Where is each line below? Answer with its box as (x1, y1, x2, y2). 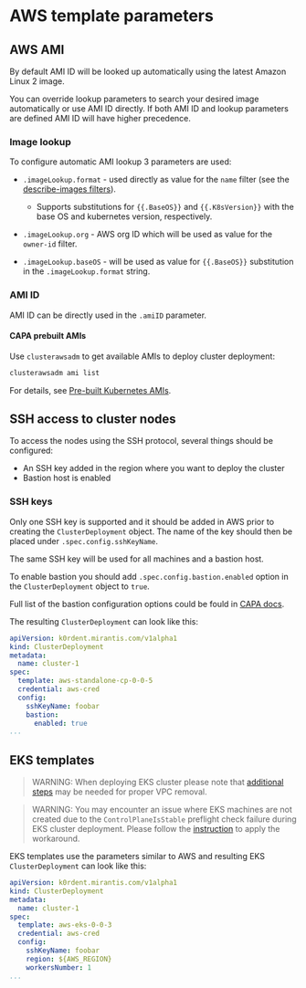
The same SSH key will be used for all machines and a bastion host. (9, 553, 265, 564)
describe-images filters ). (22, 184, 117, 194)
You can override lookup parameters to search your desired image (9, 93, 259, 104)
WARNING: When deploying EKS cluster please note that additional (31, 777, 284, 788)
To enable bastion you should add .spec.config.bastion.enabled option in (9, 571, 290, 582)
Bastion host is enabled (22, 472, 111, 484)
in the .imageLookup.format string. (22, 266, 151, 277)
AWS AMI (9, 42, 65, 58)
